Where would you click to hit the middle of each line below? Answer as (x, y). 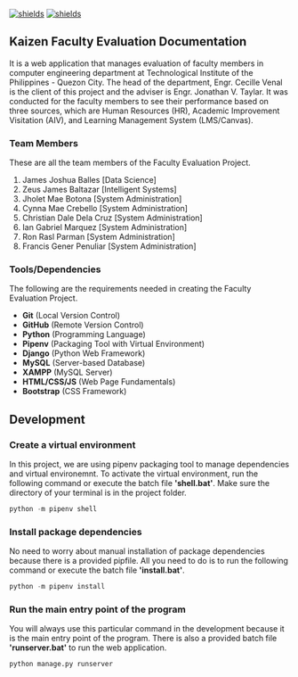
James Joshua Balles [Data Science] (89, 180)
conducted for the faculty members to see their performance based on (139, 101)
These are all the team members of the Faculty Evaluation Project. (130, 163)
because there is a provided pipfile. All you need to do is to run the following (149, 561)
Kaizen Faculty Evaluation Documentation (128, 41)
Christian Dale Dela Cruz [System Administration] (112, 218)
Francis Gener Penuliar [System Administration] (109, 246)
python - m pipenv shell (53, 509)
